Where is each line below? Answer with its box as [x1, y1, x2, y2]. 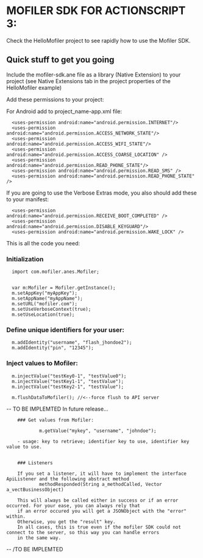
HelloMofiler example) [6, 84, 62, 91]
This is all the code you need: [6, 239, 80, 247]
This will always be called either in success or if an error [17, 497, 179, 504]
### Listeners [17, 459, 53, 466]
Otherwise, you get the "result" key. [17, 518, 116, 525]
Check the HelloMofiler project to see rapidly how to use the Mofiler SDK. [6, 37, 191, 44]
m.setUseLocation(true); [12, 311, 75, 318]
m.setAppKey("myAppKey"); [12, 290, 78, 297]
